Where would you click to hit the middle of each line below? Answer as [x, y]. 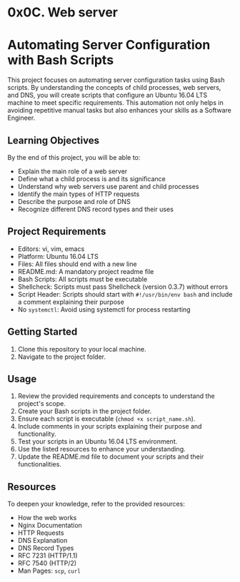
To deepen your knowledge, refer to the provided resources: [96, 504]
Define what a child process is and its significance [91, 178]
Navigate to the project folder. [61, 357]
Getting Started [42, 332]
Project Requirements [57, 231]
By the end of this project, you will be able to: [74, 157]
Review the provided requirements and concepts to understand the [116, 396]
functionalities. [40, 464]
